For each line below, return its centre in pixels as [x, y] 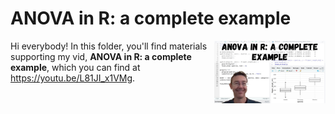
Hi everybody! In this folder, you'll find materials [109, 46]
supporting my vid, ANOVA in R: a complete [101, 56]
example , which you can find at [75, 67]
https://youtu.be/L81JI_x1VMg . [73, 78]
